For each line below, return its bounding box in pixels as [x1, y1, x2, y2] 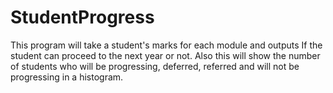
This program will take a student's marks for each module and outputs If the [10, 39, 323, 51]
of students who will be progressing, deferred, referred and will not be [10, 60, 300, 72]
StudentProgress [10, 6, 155, 29]
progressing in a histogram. [10, 71, 124, 83]
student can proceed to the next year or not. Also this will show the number [10, 49, 321, 61]
